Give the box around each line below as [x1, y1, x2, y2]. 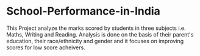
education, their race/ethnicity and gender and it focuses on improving [6, 37, 184, 44]
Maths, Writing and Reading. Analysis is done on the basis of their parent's [6, 30, 194, 38]
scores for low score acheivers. [6, 44, 85, 51]
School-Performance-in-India [6, 4, 160, 18]
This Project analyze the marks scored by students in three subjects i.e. [6, 24, 186, 32]
